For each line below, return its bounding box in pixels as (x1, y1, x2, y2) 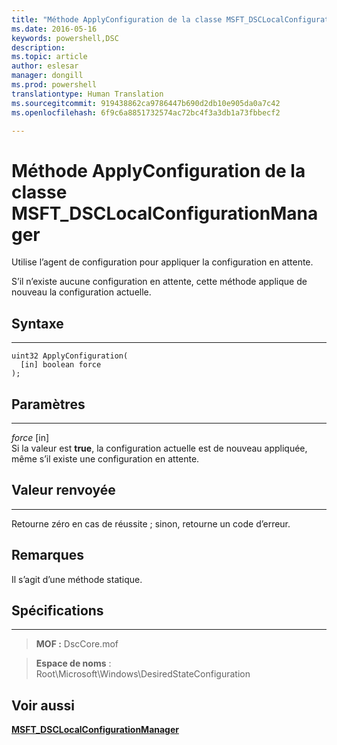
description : (11, 42, 66, 53)
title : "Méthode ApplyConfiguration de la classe (11, 14, 223, 25)
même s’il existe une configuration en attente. (11, 452, 200, 465)
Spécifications (11, 602, 104, 619)
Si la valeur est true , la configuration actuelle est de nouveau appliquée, (11, 442, 308, 454)
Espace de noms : (35, 657, 112, 670)
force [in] (11, 431, 50, 443)
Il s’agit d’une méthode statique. (11, 573, 143, 585)
